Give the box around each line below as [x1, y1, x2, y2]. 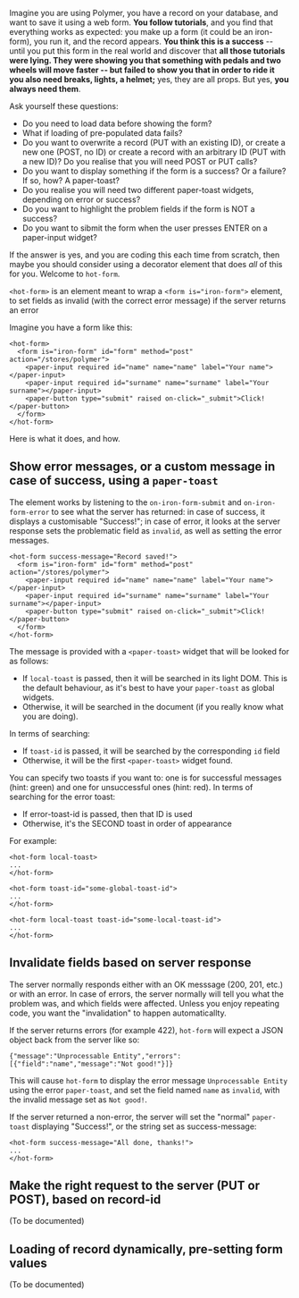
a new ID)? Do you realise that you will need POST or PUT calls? [21, 156, 258, 166]
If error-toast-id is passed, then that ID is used [21, 808, 193, 819]
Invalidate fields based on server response [9, 956, 252, 971]
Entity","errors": [112, 1051, 181, 1060]
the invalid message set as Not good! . [9, 1094, 147, 1105]
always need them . [9, 84, 81, 94]
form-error [9, 508, 50, 517]
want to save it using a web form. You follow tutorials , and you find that [9, 17, 274, 28]
